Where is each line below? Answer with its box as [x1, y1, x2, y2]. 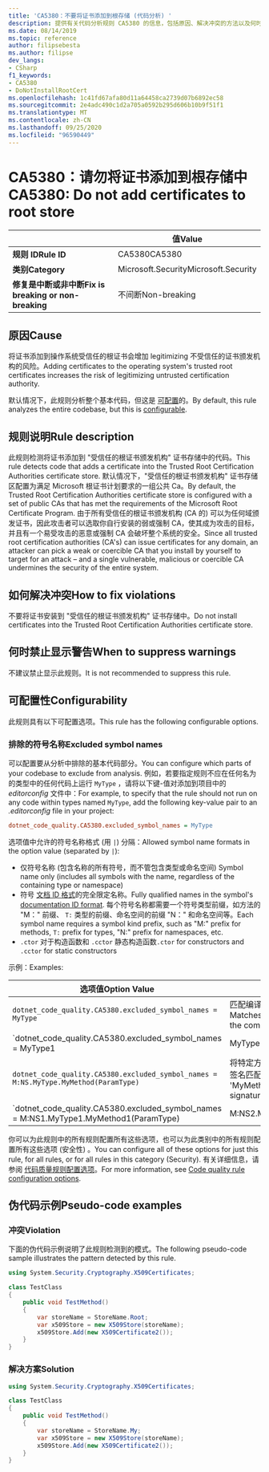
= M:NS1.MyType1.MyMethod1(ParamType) [12, 1113, 180, 1124]
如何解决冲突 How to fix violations [8, 588, 176, 602]
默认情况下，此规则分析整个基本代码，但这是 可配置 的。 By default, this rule [8, 395, 257, 405]
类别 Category [12, 264, 66, 275]
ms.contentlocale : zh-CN [8, 116, 91, 124]
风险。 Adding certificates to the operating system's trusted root [22, 362, 233, 371]
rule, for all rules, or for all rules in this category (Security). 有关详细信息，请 [8, 1154, 259, 1164]
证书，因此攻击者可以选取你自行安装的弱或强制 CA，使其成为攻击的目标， [14, 518, 259, 528]
